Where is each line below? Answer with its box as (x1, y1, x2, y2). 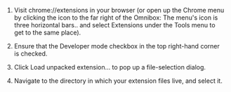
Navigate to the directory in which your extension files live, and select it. (13, 77, 223, 85)
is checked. (13, 49, 48, 58)
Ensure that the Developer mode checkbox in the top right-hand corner (13, 42, 220, 50)
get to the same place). (13, 28, 81, 37)
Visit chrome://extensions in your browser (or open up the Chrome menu (13, 6, 225, 14)
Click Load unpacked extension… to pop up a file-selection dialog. (13, 63, 206, 71)
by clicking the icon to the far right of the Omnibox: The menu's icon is (13, 13, 218, 22)
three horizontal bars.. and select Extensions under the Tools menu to (13, 21, 216, 29)
